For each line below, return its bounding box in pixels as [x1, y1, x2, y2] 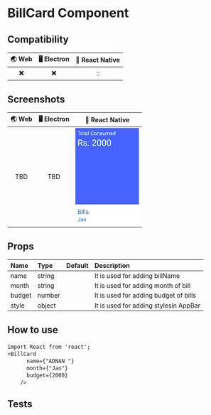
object [37, 301, 56, 310]
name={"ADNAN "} [26, 357, 75, 365]
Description [94, 261, 130, 269]
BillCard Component [7, 5, 129, 21]
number [37, 291, 60, 300]
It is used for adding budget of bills [94, 291, 197, 300]
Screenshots [7, 93, 65, 105]
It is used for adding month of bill [94, 281, 191, 290]
